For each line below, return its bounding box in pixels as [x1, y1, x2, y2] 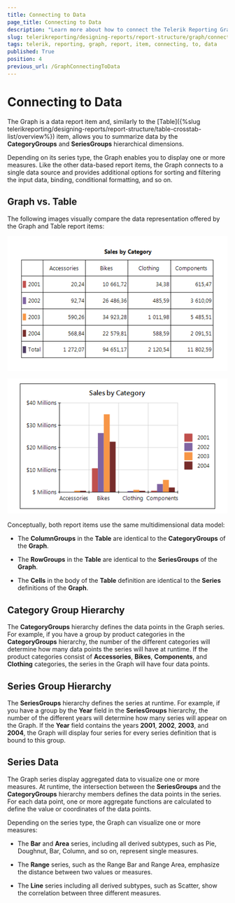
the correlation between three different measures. [17, 888, 162, 897]
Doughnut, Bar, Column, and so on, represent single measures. [17, 846, 199, 855]
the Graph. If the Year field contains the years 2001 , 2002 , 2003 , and [7, 721, 208, 729]
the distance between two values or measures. [17, 867, 152, 876]
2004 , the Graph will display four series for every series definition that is [7, 729, 217, 737]
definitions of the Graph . [17, 584, 89, 592]
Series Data [7, 757, 59, 768]
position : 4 [7, 56, 42, 63]
